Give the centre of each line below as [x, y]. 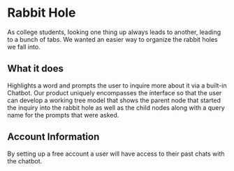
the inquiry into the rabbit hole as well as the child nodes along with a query [116, 107]
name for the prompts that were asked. [63, 115]
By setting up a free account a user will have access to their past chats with [116, 154]
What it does [36, 68]
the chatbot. [25, 161]
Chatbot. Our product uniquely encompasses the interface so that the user [115, 92]
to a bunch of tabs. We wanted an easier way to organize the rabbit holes [112, 39]
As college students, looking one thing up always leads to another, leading [114, 32]
